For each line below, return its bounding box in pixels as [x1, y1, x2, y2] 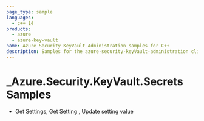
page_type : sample [6, 9, 53, 15]
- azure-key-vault [12, 37, 59, 43]
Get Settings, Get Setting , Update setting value [15, 108, 134, 115]
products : [6, 26, 32, 32]
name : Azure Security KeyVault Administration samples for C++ [6, 43, 170, 49]
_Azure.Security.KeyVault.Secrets [6, 74, 183, 88]
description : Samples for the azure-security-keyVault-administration [6, 49, 189, 55]
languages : [6, 15, 34, 21]
